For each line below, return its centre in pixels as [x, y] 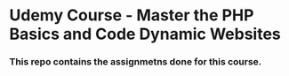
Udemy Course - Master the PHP [132, 15]
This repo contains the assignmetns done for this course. [136, 62]
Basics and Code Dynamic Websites [145, 34]
